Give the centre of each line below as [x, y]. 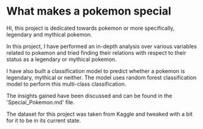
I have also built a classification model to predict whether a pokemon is [96, 71]
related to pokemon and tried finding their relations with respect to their [96, 52]
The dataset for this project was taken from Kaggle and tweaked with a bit [99, 114]
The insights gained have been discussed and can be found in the [89, 96]
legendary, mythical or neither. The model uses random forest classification [102, 77]
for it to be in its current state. [44, 120]
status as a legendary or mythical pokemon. [62, 59]
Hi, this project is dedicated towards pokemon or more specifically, [90, 28]
